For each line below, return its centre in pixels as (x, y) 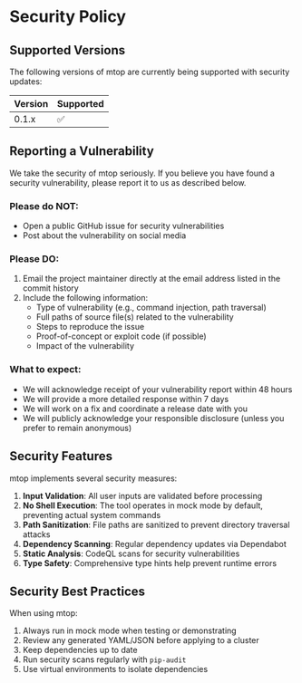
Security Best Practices (78, 591)
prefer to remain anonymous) (77, 428)
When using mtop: (44, 613)
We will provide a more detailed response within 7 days (126, 399)
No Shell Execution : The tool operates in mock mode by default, (142, 505)
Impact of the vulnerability (85, 346)
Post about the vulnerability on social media (104, 236)
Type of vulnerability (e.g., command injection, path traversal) (151, 308)
